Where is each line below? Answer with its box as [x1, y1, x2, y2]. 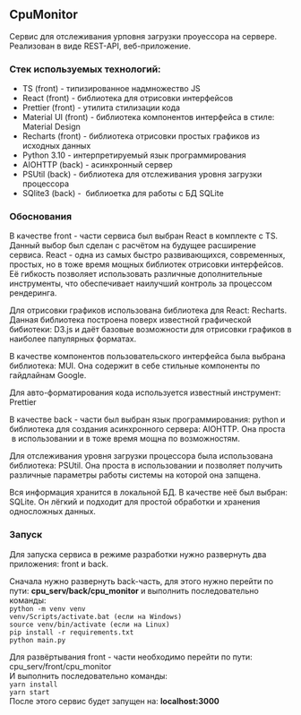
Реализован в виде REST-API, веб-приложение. [9, 40, 191, 51]
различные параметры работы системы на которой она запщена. [9, 469, 262, 480]
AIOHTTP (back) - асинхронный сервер [21, 159, 173, 170]
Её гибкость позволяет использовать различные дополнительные [9, 269, 262, 280]
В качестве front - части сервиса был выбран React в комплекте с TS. [9, 230, 279, 241]
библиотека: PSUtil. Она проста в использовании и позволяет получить [9, 461, 283, 471]
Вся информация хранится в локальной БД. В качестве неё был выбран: [9, 487, 288, 498]
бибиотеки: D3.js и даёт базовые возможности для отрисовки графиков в [9, 324, 292, 335]
